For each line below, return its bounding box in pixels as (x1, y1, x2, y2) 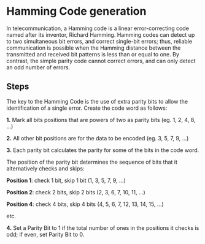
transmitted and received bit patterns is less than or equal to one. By (6, 50, 180, 58)
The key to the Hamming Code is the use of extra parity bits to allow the (6, 97, 188, 105)
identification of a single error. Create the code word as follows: (6, 104, 168, 112)
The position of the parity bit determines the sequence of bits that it (6, 158, 178, 166)
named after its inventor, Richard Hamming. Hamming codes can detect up (6, 31, 195, 38)
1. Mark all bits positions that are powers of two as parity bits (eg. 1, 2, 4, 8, (6, 116, 196, 123)
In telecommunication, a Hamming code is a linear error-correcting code (6, 25, 189, 32)
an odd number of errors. (6, 63, 71, 71)
